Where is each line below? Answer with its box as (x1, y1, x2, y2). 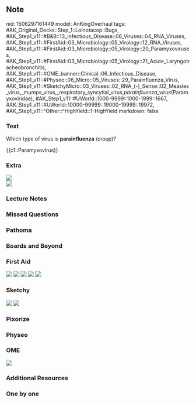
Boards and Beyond (6, 242, 63, 250)
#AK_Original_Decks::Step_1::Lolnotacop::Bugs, (6, 26, 120, 33)
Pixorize (6, 315, 30, 323)
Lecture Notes (6, 194, 47, 203)
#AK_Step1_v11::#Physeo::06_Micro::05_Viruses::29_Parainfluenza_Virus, (6, 76, 180, 83)
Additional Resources (6, 374, 68, 382)
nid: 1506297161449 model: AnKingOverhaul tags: (6, 20, 127, 27)
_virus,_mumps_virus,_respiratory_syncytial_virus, (6, 88, 124, 95)
